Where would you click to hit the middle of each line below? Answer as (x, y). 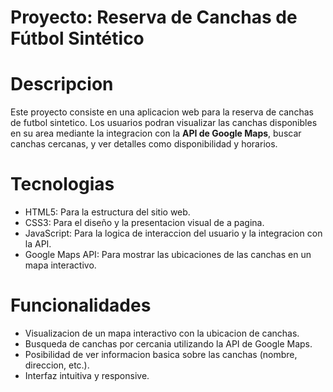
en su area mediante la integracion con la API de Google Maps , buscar (156, 133)
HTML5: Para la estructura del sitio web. (107, 212)
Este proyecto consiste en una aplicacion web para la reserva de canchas (162, 112)
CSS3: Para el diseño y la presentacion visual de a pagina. (144, 223)
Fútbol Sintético (77, 38)
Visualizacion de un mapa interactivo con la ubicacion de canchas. (162, 333)
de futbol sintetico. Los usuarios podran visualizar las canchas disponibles (164, 123)
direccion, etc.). (57, 365)
